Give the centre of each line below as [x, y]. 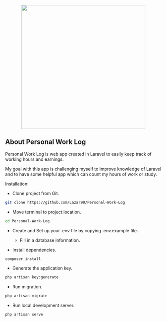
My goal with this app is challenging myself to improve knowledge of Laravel [83, 169]
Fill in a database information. [50, 240]
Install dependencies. [34, 250]
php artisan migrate [27, 296]
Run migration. [27, 287]
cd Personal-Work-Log [28, 221]
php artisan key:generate [32, 277]
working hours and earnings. [34, 159]
